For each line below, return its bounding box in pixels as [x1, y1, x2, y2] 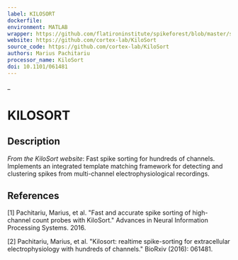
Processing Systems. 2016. [7, 224, 86, 232]
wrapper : [7, 30, 33, 38]
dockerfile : [7, 17, 42, 24]
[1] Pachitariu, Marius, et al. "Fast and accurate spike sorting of [7, 208, 191, 217]
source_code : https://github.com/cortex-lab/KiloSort [7, 43, 170, 50]
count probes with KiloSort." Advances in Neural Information [32, 216, 209, 225]
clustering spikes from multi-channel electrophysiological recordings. [7, 169, 210, 178]
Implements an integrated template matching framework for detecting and [7, 162, 223, 170]
